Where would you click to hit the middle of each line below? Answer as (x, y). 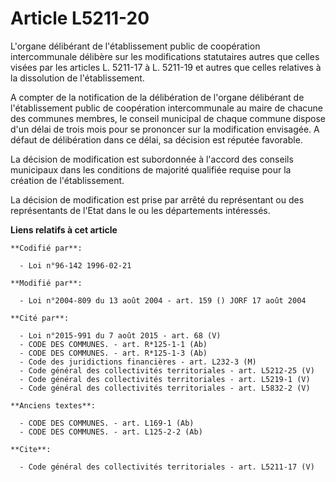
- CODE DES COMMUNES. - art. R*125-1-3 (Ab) (113, 353)
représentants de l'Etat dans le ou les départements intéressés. (140, 210)
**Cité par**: (40, 318)
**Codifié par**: (46, 248)
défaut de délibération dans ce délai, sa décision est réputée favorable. (156, 139)
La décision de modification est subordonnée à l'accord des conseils (152, 159)
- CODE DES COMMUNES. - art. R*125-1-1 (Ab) (113, 344)
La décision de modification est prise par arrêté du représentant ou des (157, 199)
